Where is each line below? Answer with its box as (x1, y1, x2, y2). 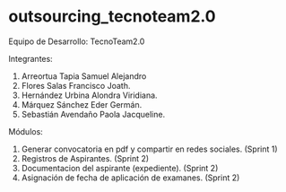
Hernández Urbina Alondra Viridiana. (21, 90, 158, 100)
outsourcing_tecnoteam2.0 (8, 6, 216, 27)
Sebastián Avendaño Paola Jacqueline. (21, 109, 166, 119)
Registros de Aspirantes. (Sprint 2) (21, 153, 150, 163)
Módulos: (8, 126, 44, 136)
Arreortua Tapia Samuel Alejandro (21, 70, 147, 82)
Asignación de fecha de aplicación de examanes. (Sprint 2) (21, 172, 240, 183)
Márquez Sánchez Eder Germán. (21, 99, 143, 109)
